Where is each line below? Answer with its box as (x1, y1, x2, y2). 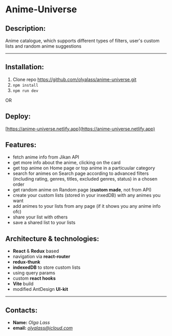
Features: (5, 141, 37, 149)
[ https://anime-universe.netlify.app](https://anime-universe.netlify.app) (5, 126, 155, 132)
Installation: (5, 63, 45, 71)
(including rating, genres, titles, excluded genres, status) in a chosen (12, 176, 158, 182)
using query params (12, 270, 55, 276)
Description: (5, 24, 46, 33)
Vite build (12, 281, 34, 287)
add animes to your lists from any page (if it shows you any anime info (12, 203, 161, 209)
